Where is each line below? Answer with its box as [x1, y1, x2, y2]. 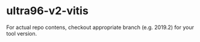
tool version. [6, 30, 37, 37]
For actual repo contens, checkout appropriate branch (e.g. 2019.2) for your [6, 24, 195, 31]
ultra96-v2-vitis [6, 4, 89, 18]
